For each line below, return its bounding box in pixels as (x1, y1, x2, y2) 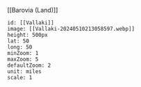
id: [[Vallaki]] (7, 19, 54, 26)
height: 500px (7, 31, 49, 38)
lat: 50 (7, 38, 30, 45)
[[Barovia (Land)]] (7, 6, 58, 14)
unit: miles (7, 68, 42, 75)
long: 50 (7, 44, 33, 51)
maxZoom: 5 (7, 56, 39, 63)
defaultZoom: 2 (7, 62, 51, 69)
